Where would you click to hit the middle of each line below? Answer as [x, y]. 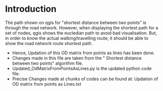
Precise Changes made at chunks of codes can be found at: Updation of [85, 79]
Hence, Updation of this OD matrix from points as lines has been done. [83, 53]
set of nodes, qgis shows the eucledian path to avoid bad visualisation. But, [81, 33]
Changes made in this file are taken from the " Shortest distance [77, 58]
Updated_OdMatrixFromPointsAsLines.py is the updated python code [82, 68]
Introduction [31, 9]
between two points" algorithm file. [47, 63]
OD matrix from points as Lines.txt [47, 84]
